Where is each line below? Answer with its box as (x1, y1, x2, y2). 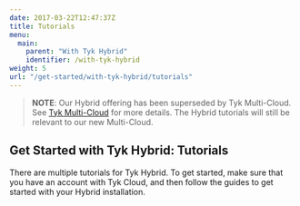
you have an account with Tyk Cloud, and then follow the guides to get (9, 176, 275, 187)
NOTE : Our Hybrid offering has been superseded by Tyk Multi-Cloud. (31, 97, 292, 108)
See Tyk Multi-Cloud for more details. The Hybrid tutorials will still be (31, 106, 291, 118)
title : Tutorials (9, 22, 75, 31)
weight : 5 (9, 64, 47, 74)
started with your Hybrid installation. (9, 186, 145, 197)
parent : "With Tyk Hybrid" (25, 47, 128, 56)
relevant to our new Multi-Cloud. (31, 116, 154, 127)
